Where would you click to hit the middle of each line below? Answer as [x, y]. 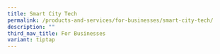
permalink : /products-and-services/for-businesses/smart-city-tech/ [110, 20]
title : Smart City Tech [42, 14]
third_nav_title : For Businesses [57, 33]
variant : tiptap [31, 40]
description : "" [31, 27]
